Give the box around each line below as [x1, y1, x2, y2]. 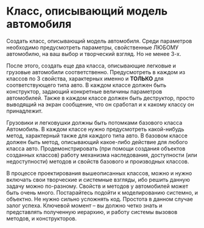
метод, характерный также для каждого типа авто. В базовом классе [6, 132, 188, 139]
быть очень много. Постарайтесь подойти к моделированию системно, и [6, 188, 199, 196]
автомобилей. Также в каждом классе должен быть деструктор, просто [6, 94, 195, 102]
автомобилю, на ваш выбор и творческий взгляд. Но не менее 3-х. [6, 50, 181, 57]
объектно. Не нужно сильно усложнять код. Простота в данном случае [6, 195, 193, 202]
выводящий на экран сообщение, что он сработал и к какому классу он [6, 100, 194, 108]
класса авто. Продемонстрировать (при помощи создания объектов [6, 145, 186, 152]
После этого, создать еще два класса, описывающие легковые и [6, 62, 177, 69]
